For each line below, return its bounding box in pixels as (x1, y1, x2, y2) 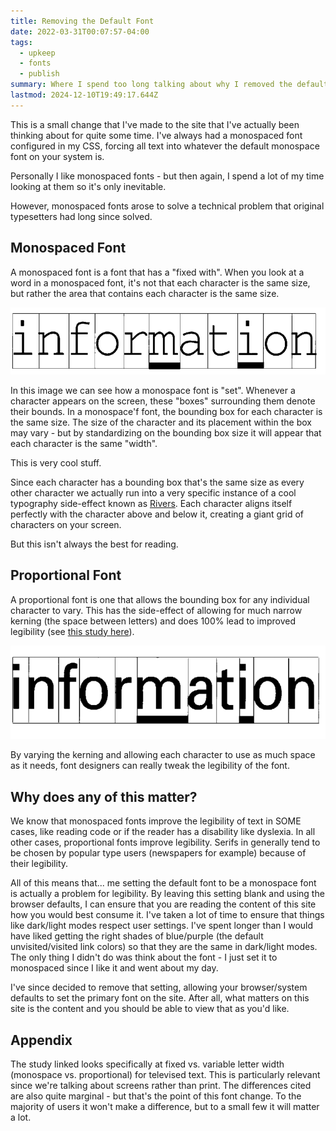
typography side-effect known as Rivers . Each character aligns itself (10, 497, 293, 509)
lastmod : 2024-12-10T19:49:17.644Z (10, 90, 159, 100)
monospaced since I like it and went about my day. (10, 962, 219, 974)
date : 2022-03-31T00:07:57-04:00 (10, 26, 150, 37)
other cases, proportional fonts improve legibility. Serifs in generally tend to (10, 836, 321, 849)
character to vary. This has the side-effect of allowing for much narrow (10, 604, 303, 616)
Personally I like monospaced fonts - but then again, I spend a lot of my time (10, 170, 325, 182)
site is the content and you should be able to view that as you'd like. (10, 1003, 290, 1015)
